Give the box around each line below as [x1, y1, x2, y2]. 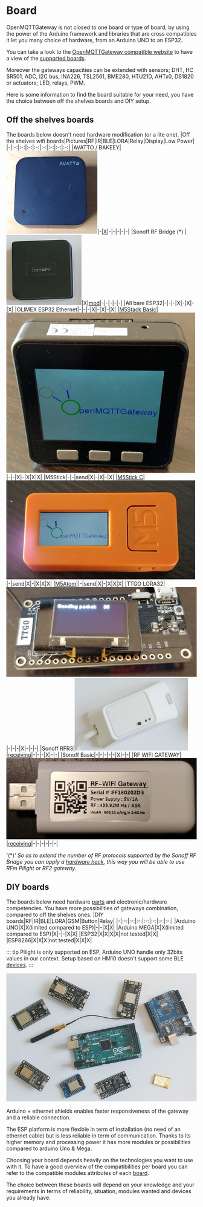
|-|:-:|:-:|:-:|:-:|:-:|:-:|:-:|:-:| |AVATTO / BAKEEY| [6, 143, 122, 151]
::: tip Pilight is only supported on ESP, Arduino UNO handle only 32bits [6, 948, 183, 956]
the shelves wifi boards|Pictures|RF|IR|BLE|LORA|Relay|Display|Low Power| [6, 137, 195, 144]
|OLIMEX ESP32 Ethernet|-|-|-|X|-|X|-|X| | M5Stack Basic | [14, 306, 158, 313]
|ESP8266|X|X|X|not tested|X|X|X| [6, 936, 92, 943]
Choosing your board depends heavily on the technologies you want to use [6, 1156, 193, 1163]
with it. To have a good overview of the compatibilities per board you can [6, 1163, 188, 1170]
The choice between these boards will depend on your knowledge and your [6, 1181, 195, 1188]
